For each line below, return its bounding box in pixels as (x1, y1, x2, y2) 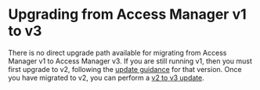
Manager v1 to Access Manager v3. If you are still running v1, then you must (8, 56, 253, 66)
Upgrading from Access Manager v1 (8, 5, 247, 23)
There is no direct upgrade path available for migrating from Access (8, 48, 227, 57)
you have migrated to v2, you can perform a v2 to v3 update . (8, 73, 205, 82)
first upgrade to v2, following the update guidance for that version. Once (8, 64, 242, 74)
